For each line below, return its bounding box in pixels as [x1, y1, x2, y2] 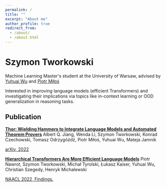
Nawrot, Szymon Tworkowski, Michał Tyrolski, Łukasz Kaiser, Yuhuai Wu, [5, 161, 156, 167]
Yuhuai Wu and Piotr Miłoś [5, 78, 60, 84]
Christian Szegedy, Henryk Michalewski [5, 166, 87, 172]
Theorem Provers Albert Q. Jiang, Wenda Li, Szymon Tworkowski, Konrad [5, 131, 158, 137]
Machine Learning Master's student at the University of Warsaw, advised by [5, 73, 161, 79]
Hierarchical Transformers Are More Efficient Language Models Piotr [5, 156, 151, 162]
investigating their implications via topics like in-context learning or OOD [5, 93, 154, 99]
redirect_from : [5, 26, 37, 31]
